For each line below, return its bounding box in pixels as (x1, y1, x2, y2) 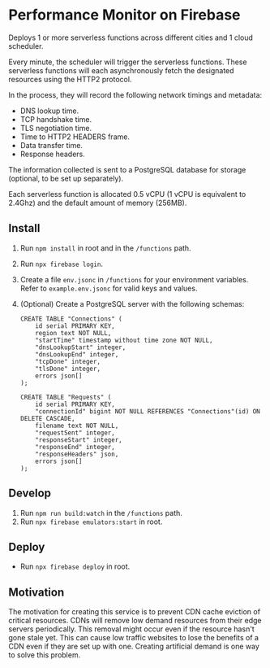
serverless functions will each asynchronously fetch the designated (8, 65, 234, 75)
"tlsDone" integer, (35, 365, 101, 373)
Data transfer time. (19, 140, 84, 150)
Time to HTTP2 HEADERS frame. (19, 132, 130, 142)
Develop (8, 487, 51, 500)
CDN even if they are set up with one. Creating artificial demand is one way (8, 641, 259, 652)
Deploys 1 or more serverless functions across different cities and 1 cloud (8, 33, 254, 42)
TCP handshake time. (19, 114, 92, 124)
